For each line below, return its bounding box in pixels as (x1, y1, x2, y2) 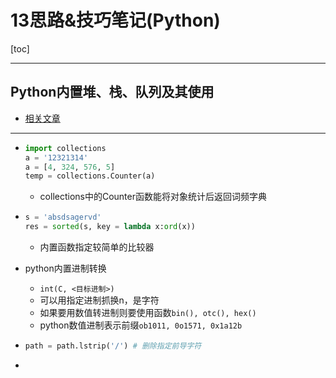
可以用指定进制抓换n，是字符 (39, 294, 160, 306)
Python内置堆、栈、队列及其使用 (10, 84, 215, 101)
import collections (24, 143, 107, 153)
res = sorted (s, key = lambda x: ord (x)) (24, 222, 196, 232)
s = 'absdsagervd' (24, 212, 102, 223)
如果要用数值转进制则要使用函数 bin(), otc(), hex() (39, 307, 257, 318)
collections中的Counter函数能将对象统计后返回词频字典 (39, 191, 267, 203)
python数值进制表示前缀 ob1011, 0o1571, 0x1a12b (39, 319, 243, 331)
